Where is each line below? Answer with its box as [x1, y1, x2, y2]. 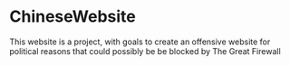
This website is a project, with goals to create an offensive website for [9, 36, 271, 47]
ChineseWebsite [9, 6, 136, 27]
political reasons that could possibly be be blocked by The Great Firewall [9, 45, 281, 56]
